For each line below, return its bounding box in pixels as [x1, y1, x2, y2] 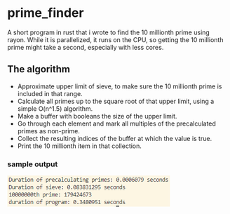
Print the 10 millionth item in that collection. [17, 142, 142, 150]
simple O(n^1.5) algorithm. [17, 104, 93, 113]
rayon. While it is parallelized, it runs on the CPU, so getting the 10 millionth [7, 35, 224, 44]
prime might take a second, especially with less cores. [7, 43, 164, 51]
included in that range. [17, 89, 83, 98]
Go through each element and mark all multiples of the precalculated [17, 119, 216, 128]
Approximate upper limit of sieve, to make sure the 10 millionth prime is [17, 82, 222, 91]
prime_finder [7, 5, 84, 21]
